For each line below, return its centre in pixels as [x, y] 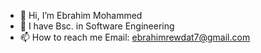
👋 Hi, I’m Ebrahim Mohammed [81, 15]
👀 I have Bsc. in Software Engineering [97, 26]
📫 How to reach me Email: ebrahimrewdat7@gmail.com [135, 37]
